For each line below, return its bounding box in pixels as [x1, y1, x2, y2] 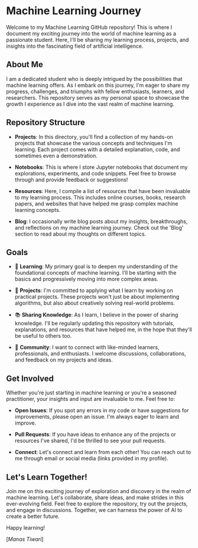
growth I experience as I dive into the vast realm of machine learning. [6, 100, 174, 107]
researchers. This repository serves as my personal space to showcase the [6, 94, 189, 101]
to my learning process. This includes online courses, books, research [14, 194, 186, 201]
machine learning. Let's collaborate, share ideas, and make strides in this [6, 494, 184, 501]
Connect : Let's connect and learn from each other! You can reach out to [14, 449, 191, 456]
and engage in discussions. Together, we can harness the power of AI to [6, 507, 183, 513]
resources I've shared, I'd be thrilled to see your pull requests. [14, 437, 166, 444]
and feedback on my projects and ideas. [14, 356, 113, 364]
